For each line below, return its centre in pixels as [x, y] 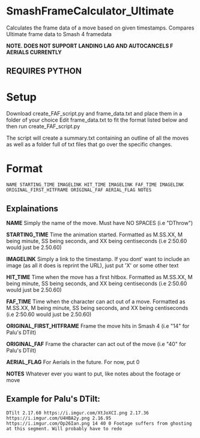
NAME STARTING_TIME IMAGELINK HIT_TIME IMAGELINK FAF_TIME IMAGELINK [95, 185]
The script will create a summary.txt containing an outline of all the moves [98, 138]
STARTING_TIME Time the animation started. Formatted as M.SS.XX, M [95, 235]
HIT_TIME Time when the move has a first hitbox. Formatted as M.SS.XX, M [100, 277]
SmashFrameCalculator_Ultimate [90, 11]
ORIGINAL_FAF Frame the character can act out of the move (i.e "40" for [96, 344]
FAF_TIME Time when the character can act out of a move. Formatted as [96, 301]
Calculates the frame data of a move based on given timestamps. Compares [100, 28]
